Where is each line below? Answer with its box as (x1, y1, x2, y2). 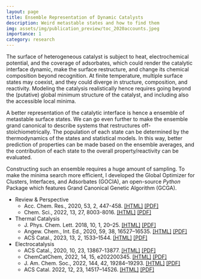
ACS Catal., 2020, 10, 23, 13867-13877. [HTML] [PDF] (23, 247, 156, 254)
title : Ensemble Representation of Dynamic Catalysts (6, 14, 144, 20)
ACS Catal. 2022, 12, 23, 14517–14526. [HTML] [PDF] (23, 266, 155, 273)
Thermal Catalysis (14, 215, 60, 222)
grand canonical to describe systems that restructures (6, 122, 140, 129)
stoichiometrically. (6, 128, 52, 135)
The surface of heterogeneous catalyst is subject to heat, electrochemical (6, 53, 189, 60)
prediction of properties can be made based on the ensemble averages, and (6, 141, 195, 148)
